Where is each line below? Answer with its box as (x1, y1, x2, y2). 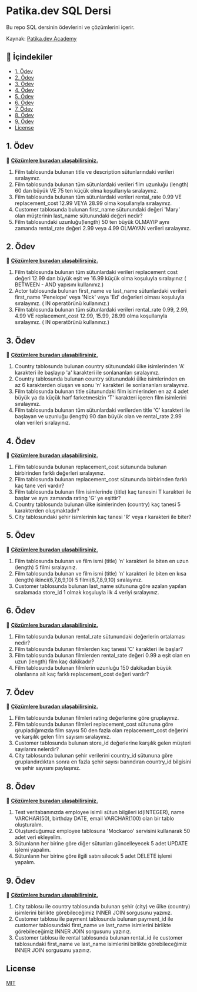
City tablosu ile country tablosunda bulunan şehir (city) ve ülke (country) (14, 903, 191, 910)
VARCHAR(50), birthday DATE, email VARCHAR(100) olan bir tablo (14, 815, 175, 822)
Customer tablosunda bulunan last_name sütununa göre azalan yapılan (14, 582, 187, 590)
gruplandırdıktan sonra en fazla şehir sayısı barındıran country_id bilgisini (14, 758, 192, 765)
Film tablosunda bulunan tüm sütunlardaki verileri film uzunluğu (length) (14, 181, 189, 188)
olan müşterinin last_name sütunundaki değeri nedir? (14, 212, 143, 219)
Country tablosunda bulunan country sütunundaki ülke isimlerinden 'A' (14, 363, 185, 370)
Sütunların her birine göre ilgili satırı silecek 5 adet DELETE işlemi (14, 852, 172, 859)
